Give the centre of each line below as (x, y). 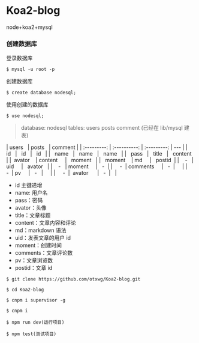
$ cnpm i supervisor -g (36, 300)
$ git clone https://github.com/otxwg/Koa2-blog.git (73, 279)
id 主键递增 (28, 185)
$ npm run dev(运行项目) (35, 323)
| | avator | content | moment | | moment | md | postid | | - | (100, 160)
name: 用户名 (31, 193)
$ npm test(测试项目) (31, 334)
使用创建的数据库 (27, 105)
